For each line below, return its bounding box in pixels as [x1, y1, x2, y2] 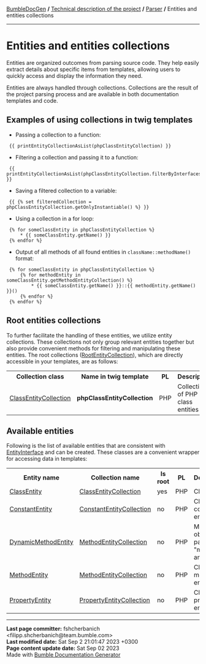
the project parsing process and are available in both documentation [6, 90, 179, 97]
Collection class [16, 372, 64, 380]
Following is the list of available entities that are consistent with [6, 442, 166, 450]
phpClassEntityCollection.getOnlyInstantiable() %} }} [6, 204, 150, 210]
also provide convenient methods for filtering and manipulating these [6, 344, 181, 352]
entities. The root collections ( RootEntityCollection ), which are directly [6, 351, 183, 358]
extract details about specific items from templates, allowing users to [6, 66, 181, 73]
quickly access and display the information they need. [6, 72, 143, 79]
